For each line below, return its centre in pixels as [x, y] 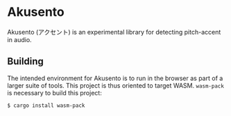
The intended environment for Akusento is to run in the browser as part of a [115, 78]
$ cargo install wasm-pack [46, 105]
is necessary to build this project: [54, 93]
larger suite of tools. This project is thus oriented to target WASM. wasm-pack [115, 85]
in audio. [20, 39]
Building [25, 62]
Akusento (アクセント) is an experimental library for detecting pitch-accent [114, 32]
